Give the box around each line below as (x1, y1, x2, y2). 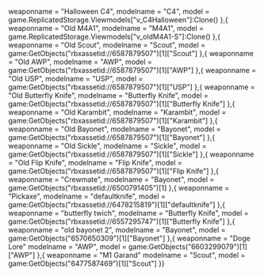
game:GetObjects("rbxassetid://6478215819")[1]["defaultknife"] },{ (8, 200, 226, 209)
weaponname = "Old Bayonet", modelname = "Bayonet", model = (8, 124, 221, 134)
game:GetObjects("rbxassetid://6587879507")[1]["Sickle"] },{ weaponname (8, 149, 254, 159)
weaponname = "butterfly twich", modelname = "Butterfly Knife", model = (8, 209, 249, 217)
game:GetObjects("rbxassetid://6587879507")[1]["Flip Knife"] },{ (8, 166, 220, 176)
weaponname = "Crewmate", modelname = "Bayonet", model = (8, 175, 215, 184)
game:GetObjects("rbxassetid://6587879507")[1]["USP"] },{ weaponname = (8, 82, 255, 92)
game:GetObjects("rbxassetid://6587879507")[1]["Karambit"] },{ (8, 116, 218, 125)
